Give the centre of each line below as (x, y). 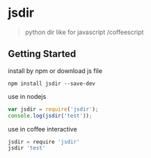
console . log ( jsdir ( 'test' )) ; (50, 116)
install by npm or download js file (55, 70)
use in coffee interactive (42, 129)
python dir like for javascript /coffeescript (84, 32)
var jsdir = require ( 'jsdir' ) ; (53, 109)
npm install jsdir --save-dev (52, 84)
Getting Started (42, 54)
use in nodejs (27, 96)
